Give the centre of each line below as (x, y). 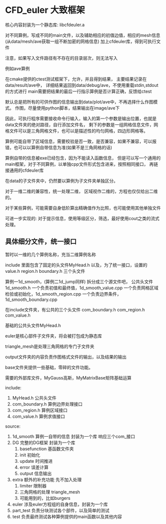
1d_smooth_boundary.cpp (31, 299)
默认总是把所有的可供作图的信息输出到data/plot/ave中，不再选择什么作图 (79, 102)
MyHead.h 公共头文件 (34, 398)
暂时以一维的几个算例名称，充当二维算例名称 (51, 254)
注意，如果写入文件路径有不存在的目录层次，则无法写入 (61, 58)
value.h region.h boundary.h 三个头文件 (45, 271)
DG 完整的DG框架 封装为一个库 (44, 443)
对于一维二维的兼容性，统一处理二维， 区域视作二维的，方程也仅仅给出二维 (82, 191)
